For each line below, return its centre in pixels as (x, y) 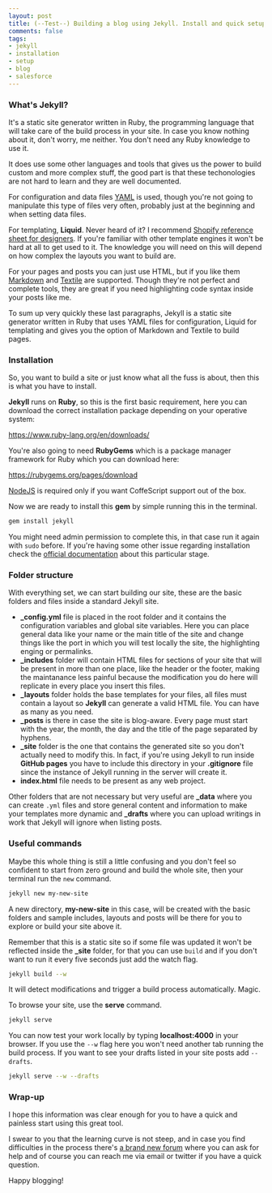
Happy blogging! (36, 1181)
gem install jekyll (41, 521)
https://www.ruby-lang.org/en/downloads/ (79, 435)
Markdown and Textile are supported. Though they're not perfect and (124, 280)
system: (21, 420)
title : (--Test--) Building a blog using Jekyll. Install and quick (126, 24)
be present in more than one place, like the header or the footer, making (140, 669)
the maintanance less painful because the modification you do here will (139, 678)
